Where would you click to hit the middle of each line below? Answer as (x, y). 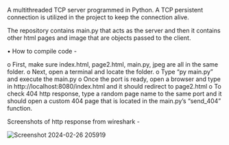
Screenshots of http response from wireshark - (74, 122)
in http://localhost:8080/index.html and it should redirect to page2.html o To (114, 86)
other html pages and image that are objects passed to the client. (99, 38)
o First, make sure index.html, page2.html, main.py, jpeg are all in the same (113, 64)
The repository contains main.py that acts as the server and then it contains (114, 31)
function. (20, 108)
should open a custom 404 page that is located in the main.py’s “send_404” (114, 101)
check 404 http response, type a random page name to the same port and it (114, 93)
